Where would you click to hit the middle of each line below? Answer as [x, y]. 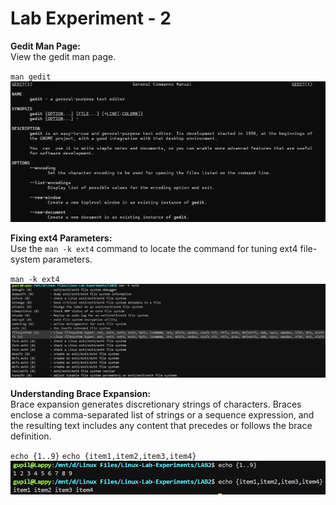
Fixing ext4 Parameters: [61, 238]
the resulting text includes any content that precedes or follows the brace [161, 426]
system [25, 259]
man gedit [31, 77]
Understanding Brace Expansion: [81, 394]
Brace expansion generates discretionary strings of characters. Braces [156, 404]
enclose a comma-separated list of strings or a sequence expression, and [162, 415]
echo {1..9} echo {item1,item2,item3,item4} [103, 457]
